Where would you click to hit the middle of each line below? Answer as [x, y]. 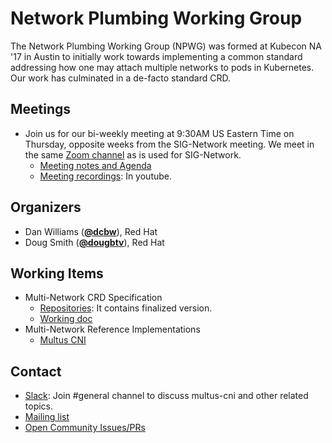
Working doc [66, 319]
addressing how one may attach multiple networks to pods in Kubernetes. [162, 67]
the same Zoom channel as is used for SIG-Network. [133, 154]
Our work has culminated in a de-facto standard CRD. [121, 78]
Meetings [41, 109]
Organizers [46, 207]
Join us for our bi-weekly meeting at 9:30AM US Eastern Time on [159, 133]
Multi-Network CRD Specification [93, 298]
